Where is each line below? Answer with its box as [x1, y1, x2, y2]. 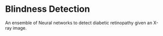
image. [12, 25, 27, 31]
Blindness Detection [5, 3, 90, 15]
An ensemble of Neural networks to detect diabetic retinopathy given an [5, 20, 153, 26]
